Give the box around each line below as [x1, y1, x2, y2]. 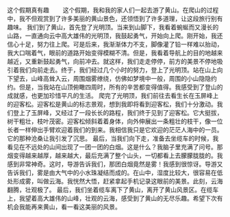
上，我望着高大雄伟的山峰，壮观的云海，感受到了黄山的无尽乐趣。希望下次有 [7, 194, 223, 202]
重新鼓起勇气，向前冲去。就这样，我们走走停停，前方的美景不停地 [30, 58, 217, 65]
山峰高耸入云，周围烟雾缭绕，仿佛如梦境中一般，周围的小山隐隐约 [30, 75, 217, 82]
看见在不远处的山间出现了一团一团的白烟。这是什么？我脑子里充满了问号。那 [7, 143, 223, 151]
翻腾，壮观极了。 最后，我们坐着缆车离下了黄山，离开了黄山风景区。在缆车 [7, 186, 219, 194]
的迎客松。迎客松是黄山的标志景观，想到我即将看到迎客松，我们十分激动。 [7, 100, 217, 108]
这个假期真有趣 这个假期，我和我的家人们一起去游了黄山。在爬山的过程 [7, 6, 219, 14]
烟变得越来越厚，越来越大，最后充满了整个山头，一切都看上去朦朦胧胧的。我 [7, 151, 223, 159]
